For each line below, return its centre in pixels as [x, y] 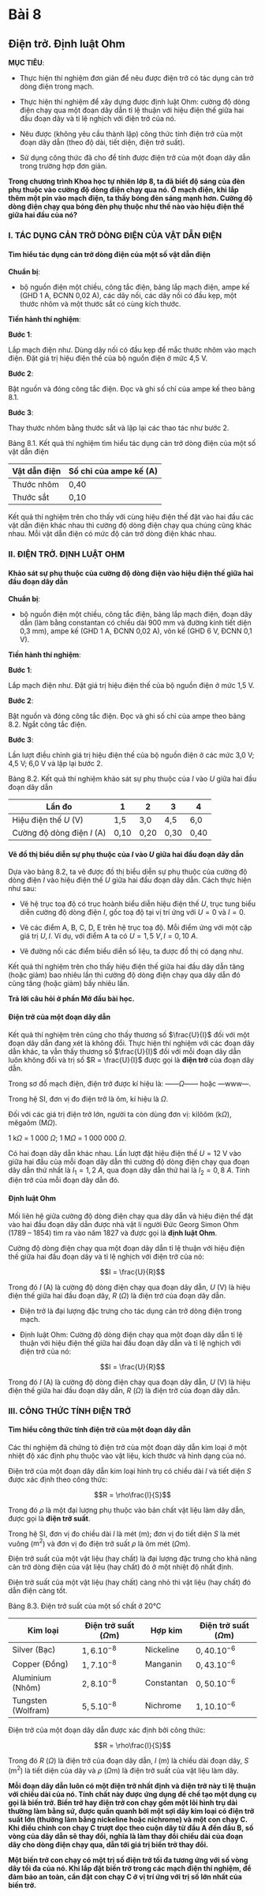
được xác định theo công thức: [58, 1479]
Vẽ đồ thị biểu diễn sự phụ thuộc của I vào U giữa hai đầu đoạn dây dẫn [126, 854]
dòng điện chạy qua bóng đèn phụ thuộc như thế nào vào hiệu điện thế [126, 206]
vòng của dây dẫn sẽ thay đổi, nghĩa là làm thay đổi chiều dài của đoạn [125, 1836]
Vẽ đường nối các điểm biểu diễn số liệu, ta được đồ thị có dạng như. [131, 951]
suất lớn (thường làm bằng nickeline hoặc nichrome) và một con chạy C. [128, 1819]
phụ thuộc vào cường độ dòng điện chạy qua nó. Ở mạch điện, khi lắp [123, 190]
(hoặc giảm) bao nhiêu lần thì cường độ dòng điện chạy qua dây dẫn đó [124, 975]
